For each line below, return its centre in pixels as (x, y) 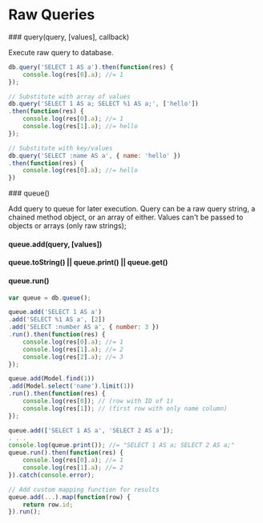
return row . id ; (48, 505)
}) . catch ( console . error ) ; (51, 475)
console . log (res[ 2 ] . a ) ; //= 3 (73, 357)
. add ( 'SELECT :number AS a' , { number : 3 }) (84, 327)
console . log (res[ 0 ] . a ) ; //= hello (80, 171)
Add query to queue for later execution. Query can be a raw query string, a (132, 209)
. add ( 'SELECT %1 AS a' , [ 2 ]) (57, 320)
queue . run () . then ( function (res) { (66, 453)
